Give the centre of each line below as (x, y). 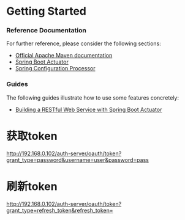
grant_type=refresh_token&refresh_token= (60, 210)
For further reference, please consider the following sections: (84, 43)
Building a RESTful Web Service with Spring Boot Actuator (89, 109)
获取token (32, 136)
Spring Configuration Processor (55, 68)
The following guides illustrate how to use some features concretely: (93, 97)
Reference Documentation (47, 31)
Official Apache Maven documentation (64, 56)
